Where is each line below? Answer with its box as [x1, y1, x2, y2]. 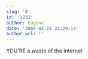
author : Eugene [6, 20, 44, 26]
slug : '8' [6, 8, 31, 15]
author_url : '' [6, 31, 44, 37]
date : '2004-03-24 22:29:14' [6, 25, 79, 32]
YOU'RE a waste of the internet [6, 47, 83, 54]
